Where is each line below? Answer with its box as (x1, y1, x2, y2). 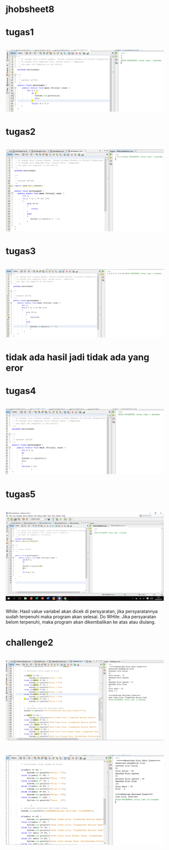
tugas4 (6, 386, 37, 397)
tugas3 (6, 245, 36, 257)
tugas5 (6, 489, 36, 500)
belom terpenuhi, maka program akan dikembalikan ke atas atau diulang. (6, 619, 156, 625)
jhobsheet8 (6, 4, 55, 15)
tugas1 (6, 27, 34, 38)
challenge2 (6, 637, 54, 648)
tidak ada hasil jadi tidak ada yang (6, 352, 149, 363)
